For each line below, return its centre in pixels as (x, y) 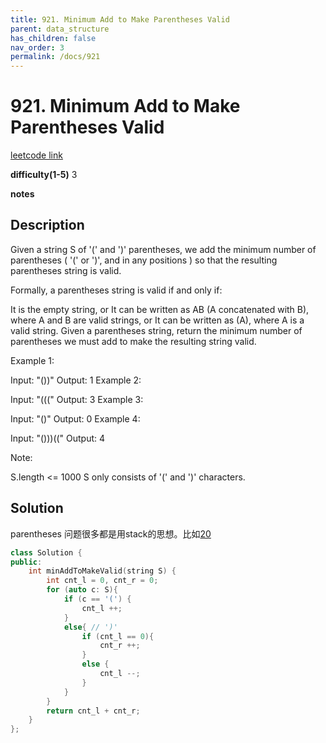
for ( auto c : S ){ (82, 590)
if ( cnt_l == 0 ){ (118, 636)
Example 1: (32, 360)
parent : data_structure (60, 29)
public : (26, 562)
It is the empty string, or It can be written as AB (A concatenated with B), (160, 309)
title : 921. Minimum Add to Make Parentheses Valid (120, 19)
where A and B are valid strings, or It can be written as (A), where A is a (157, 320)
